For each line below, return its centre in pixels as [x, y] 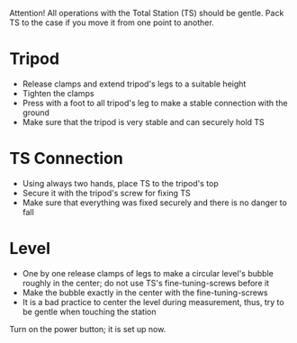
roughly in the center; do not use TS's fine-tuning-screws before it [146, 283]
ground [36, 113]
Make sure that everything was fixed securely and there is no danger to [155, 203]
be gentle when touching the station [89, 311]
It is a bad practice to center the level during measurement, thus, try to [153, 302]
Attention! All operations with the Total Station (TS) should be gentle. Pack [147, 13]
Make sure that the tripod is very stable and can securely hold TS [144, 122]
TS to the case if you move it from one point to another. [112, 23]
